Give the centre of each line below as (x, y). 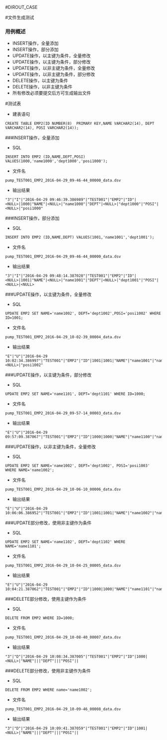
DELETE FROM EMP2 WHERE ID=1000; (40, 618)
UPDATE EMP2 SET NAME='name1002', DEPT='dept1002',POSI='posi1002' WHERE (83, 314)
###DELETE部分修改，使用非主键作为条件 (48, 671)
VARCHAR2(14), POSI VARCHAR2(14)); (42, 128)
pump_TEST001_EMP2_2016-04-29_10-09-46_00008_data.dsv (63, 709)
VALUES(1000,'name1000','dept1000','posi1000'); (56, 161)
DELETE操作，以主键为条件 (40, 81)
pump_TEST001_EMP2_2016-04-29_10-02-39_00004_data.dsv (63, 337)
